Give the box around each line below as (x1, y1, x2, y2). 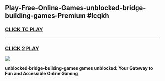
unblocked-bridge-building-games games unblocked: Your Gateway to (5, 65, 153, 71)
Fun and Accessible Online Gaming (5, 70, 78, 76)
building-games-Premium (5, 12, 86, 20)
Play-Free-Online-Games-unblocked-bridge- (5, 4, 146, 12)
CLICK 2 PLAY (5, 45, 39, 52)
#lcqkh (87, 12, 109, 20)
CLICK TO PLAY (5, 27, 43, 33)
